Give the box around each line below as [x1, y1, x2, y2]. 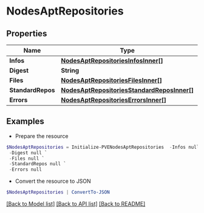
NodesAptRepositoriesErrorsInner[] [60, 96, 167, 104]
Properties [6, 28, 47, 39]
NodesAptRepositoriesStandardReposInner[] [60, 86, 194, 94]
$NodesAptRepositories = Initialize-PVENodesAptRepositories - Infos [6, 144, 186, 150]
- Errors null [8, 166, 42, 173]
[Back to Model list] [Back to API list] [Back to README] [6, 200, 146, 208]
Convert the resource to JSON [15, 177, 91, 185]
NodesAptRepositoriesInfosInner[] [60, 56, 163, 65]
